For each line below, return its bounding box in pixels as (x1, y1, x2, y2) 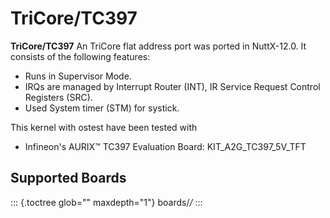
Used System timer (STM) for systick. (24, 102, 180, 114)
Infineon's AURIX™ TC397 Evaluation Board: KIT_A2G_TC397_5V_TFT (24, 140, 307, 152)
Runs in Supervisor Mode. (24, 70, 132, 82)
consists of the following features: (10, 50, 151, 62)
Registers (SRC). (24, 91, 93, 103)
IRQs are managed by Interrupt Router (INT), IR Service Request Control (24, 80, 321, 92)
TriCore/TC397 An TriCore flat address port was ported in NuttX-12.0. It (10, 40, 307, 52)
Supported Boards (10, 170, 127, 187)
